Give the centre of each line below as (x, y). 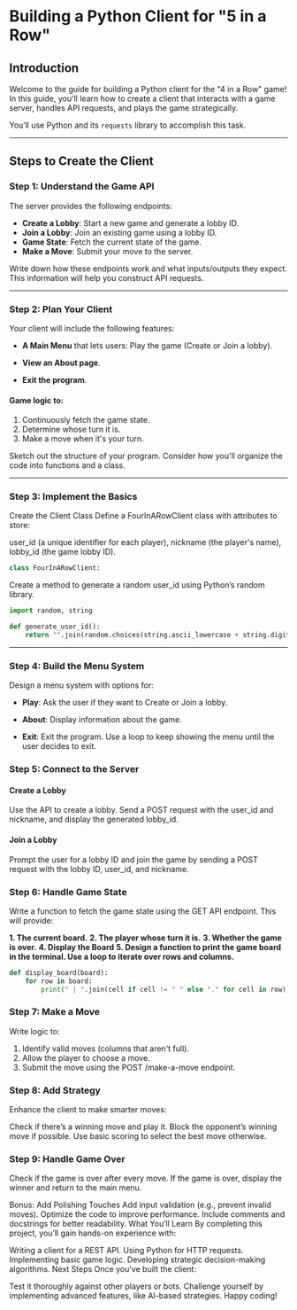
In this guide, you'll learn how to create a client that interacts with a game (142, 98)
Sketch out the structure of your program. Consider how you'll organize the (146, 456)
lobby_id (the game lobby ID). (63, 552)
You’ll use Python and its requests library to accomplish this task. (128, 125)
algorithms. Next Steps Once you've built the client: (103, 1269)
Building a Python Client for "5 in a (138, 16)
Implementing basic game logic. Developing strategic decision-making (137, 1259)
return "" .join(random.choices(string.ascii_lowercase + (132, 636)
